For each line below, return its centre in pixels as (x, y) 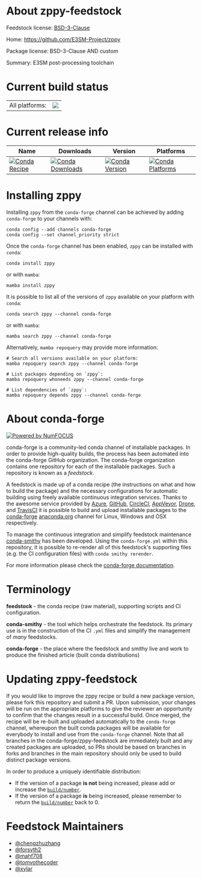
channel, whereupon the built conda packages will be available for (88, 728)
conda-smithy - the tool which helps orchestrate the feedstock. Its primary (99, 624)
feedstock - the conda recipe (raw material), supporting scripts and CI (94, 606)
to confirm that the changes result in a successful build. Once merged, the (98, 715)
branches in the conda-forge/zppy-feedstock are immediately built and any (99, 740)
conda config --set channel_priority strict (63, 235)
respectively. (22, 523)
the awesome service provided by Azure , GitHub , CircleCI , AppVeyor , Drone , (101, 504)
